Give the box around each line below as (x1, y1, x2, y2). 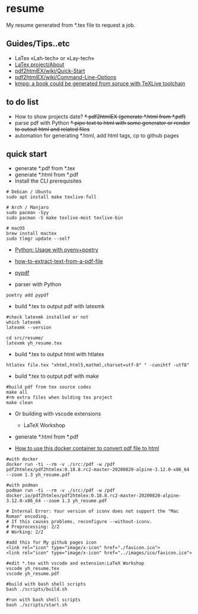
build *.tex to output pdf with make (14, 372, 99, 380)
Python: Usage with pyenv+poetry (14, 246, 99, 253)
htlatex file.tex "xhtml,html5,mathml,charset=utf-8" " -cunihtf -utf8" (6, 362, 190, 368)
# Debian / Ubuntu (6, 189, 52, 195)
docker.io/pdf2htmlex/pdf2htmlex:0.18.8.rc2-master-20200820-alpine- (6, 493, 182, 499)
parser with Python (14, 281, 62, 288)
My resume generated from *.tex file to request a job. (6, 21, 136, 29)
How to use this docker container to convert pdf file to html (14, 445, 159, 452)
